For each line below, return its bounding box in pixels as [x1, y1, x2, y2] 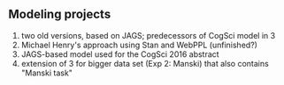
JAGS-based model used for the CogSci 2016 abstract [20, 48, 219, 60]
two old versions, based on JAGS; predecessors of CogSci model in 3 [20, 30, 276, 40]
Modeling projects [8, 7, 111, 22]
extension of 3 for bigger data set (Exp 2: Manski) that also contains [20, 58, 269, 68]
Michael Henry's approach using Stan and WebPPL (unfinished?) [20, 39, 258, 50]
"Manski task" [20, 67, 73, 78]
